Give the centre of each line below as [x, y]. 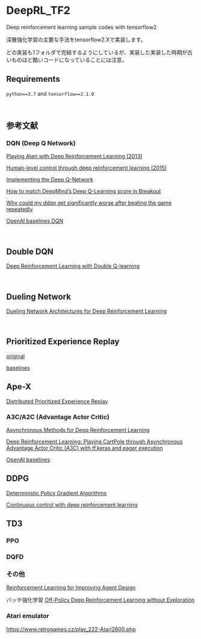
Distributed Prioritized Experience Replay [57, 401]
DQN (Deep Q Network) [41, 143]
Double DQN [30, 251]
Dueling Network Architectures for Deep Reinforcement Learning [87, 311]
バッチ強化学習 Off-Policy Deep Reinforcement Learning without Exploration [100, 600]
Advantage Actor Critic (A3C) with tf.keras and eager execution [85, 448]
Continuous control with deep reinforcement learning [72, 505]
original [16, 356]
